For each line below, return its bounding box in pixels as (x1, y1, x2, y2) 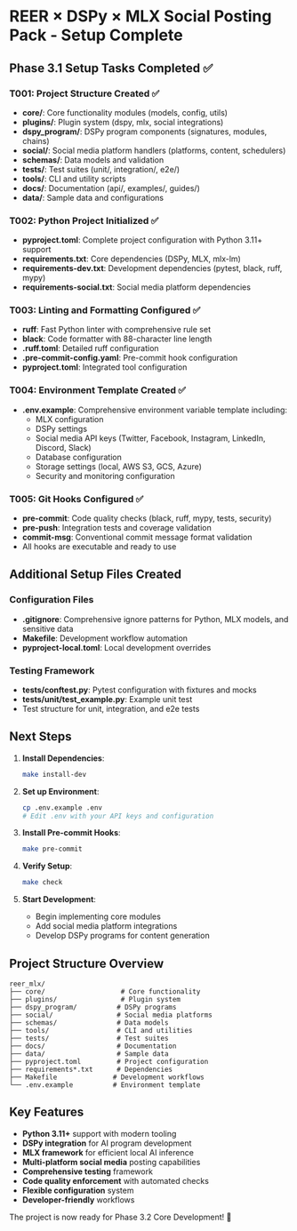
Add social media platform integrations (35, 921, 178, 931)
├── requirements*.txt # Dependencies (9, 1065, 173, 1075)
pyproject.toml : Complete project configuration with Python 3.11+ (21, 235, 263, 245)
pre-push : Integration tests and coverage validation (21, 523, 212, 533)
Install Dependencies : (21, 753, 105, 763)
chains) (21, 135, 51, 146)
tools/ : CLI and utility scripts (21, 173, 126, 184)
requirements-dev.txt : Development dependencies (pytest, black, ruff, (21, 263, 283, 274)
